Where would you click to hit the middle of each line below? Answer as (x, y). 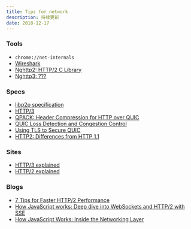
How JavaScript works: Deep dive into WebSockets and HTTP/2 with (100, 206)
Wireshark (28, 63)
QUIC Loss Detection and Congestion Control (71, 123)
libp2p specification (39, 104)
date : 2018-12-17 (28, 23)
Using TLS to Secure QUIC (48, 130)
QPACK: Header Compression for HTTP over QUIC (77, 117)
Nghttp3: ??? (31, 76)
